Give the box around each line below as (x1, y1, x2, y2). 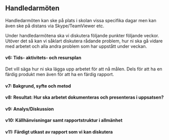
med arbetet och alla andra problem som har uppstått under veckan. (5, 43, 147, 49)
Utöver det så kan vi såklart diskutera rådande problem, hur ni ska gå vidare (5, 38, 163, 44)
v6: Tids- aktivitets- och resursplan (5, 55, 82, 61)
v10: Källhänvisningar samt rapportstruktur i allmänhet (5, 117, 123, 123)
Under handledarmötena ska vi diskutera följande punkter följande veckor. (5, 32, 159, 38)
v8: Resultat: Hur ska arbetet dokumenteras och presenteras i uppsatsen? (5, 94, 164, 100)
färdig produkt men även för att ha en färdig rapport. (5, 72, 115, 78)
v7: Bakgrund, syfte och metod (5, 83, 72, 89)
